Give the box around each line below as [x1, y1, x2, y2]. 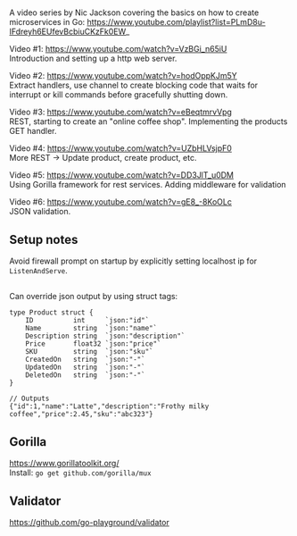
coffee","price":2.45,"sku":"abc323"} [9, 410, 153, 419]
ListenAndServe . [9, 265, 69, 275]
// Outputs [9, 394, 50, 404]
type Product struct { [9, 308, 94, 317]
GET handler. [9, 126, 57, 137]
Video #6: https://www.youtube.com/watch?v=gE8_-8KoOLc [9, 197, 232, 207]
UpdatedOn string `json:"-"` [25, 363, 145, 373]
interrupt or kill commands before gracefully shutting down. [9, 89, 228, 100]
